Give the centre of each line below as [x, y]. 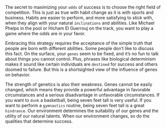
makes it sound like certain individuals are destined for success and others [81, 64]
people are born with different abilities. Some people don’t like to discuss [80, 48]
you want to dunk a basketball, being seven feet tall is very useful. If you [78, 100]
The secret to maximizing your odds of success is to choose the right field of [83, 7]
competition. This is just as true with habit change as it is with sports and [79, 12]
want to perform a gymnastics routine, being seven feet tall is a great [75, 105]
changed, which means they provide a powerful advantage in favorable [78, 90]
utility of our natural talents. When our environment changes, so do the [77, 116]
